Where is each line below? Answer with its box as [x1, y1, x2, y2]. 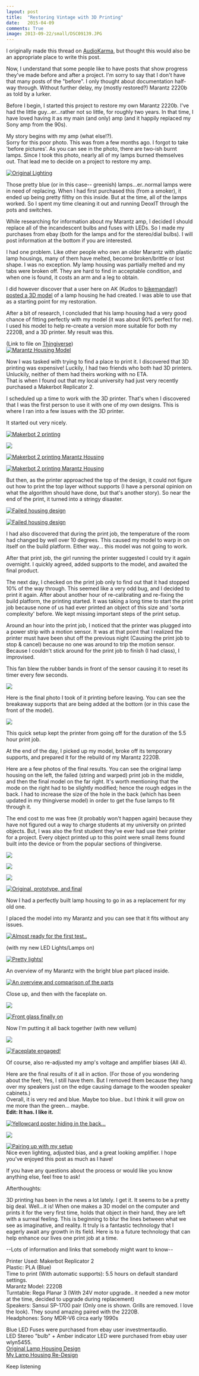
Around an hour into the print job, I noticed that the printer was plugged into [6, 622, 192, 629]
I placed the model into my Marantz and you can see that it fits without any [6, 915, 189, 922]
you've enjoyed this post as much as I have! [6, 1155, 113, 1163]
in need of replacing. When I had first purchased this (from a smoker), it [6, 187, 182, 194]
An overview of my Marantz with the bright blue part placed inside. [6, 967, 170, 975]
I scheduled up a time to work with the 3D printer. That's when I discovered [6, 395, 190, 402]
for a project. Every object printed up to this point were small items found [6, 834, 185, 841]
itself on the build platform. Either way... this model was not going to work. [6, 543, 188, 550]
